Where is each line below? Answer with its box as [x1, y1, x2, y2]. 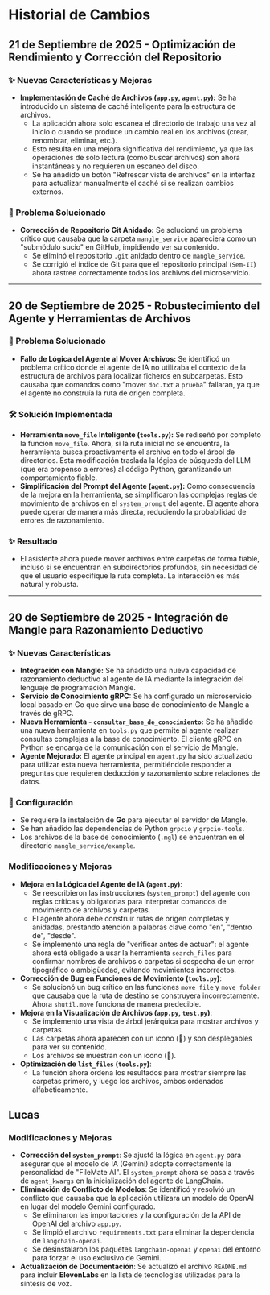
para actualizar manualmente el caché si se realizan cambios [31, 178, 235, 188]
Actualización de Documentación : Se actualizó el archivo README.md [19, 1262, 247, 1272]
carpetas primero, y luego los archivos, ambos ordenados [31, 1076, 223, 1086]
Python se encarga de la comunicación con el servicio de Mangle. [19, 743, 239, 752]
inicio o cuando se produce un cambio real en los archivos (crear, [31, 126, 249, 136]
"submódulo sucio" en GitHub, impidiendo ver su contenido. [19, 242, 219, 252]
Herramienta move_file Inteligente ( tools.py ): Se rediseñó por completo [19, 430, 261, 440]
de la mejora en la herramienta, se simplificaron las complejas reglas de [19, 490, 258, 500]
